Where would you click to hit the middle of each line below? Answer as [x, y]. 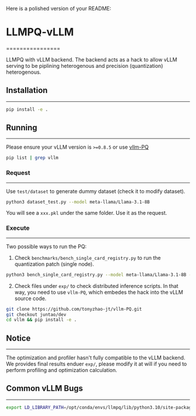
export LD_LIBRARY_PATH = [36, 407]
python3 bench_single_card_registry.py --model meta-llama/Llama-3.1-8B [96, 274]
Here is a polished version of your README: [59, 8]
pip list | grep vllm [32, 158]
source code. [30, 298]
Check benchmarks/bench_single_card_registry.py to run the [87, 257]
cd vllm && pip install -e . [41, 320]
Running [22, 128]
